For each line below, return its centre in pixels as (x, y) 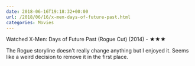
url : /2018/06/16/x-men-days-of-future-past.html (69, 17)
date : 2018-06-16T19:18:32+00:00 (47, 11)
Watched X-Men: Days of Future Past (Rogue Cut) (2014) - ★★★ (86, 39)
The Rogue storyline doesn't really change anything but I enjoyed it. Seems (97, 51)
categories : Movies (30, 22)
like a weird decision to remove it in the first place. (67, 57)
